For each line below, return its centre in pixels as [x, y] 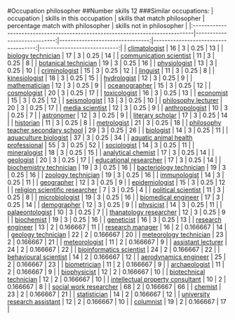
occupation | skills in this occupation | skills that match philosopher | [106, 18]
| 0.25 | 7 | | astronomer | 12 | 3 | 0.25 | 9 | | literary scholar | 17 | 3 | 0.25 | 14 [117, 115]
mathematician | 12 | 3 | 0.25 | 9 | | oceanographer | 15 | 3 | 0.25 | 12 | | [109, 85]
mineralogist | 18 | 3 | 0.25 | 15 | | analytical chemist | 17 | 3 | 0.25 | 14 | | [111, 152]
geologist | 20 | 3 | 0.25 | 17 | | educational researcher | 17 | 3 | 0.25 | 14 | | [114, 160]
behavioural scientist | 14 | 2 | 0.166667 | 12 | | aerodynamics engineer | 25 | [116, 257]
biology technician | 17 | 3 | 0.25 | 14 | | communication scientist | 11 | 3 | [111, 55]
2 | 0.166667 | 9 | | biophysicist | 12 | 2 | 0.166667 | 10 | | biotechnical [106, 272]
